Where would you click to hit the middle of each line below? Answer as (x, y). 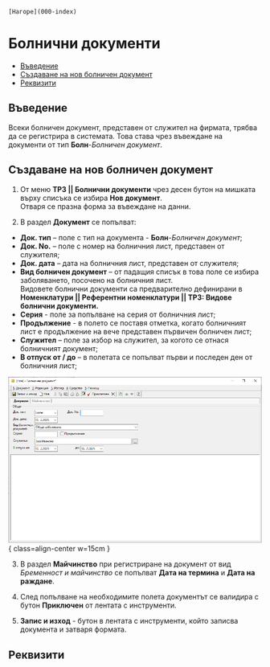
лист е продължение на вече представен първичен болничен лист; (136, 331)
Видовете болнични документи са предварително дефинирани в (131, 288)
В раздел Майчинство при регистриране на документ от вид (125, 564)
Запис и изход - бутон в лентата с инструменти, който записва (129, 621)
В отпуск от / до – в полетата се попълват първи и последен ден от (136, 357)
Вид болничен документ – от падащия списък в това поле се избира (139, 272)
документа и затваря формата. (73, 629)
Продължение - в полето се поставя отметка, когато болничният (133, 323)
